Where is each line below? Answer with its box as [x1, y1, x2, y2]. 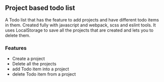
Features [5, 44, 27, 51]
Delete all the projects [12, 61, 57, 67]
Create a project [12, 56, 45, 61]
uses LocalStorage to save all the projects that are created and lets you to [5, 27, 154, 33]
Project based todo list [5, 4, 75, 12]
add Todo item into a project [12, 66, 70, 72]
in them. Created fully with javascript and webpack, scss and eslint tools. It [5, 22, 156, 28]
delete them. [5, 32, 31, 38]
